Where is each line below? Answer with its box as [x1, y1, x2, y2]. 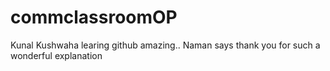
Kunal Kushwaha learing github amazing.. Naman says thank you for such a [10, 39, 321, 51]
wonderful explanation [10, 49, 103, 61]
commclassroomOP [10, 6, 178, 29]
